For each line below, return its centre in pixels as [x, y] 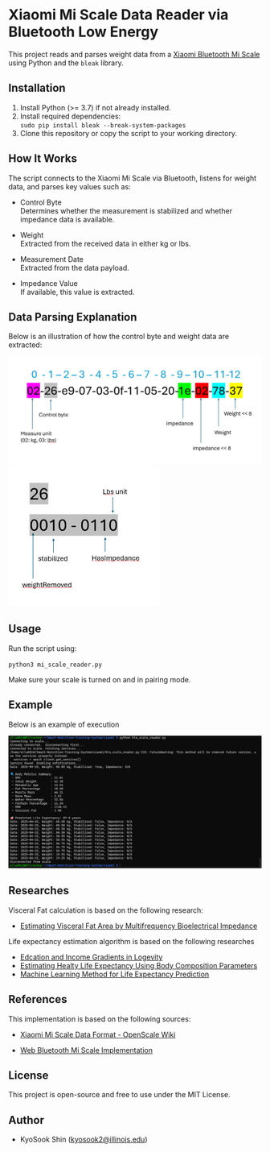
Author [26, 1120]
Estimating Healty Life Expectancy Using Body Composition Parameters [139, 965]
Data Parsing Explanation [73, 317]
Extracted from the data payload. [75, 267]
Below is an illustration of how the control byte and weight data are [119, 337]
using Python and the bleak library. [66, 63]
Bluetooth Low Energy [84, 32]
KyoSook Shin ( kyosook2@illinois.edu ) [84, 1140]
